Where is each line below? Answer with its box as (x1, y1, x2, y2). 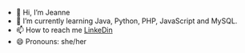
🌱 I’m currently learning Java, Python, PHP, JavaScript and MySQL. (15, 16, 238, 26)
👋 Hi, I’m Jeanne (15, 8, 70, 17)
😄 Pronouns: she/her (15, 37, 86, 46)
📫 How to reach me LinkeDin (15, 25, 114, 35)
